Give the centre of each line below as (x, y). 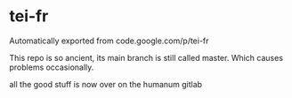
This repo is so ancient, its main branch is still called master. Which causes (146, 57)
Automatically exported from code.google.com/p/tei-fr (109, 41)
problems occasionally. (52, 67)
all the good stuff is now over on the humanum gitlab (106, 84)
